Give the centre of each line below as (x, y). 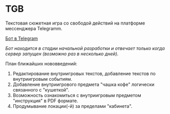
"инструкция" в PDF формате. (45, 101)
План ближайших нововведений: (41, 63)
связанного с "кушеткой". (41, 89)
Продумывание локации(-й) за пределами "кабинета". (72, 106)
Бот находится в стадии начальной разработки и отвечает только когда (85, 48)
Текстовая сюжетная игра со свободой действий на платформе (75, 23)
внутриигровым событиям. (42, 79)
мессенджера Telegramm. (34, 28)
